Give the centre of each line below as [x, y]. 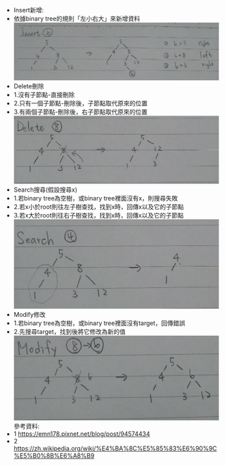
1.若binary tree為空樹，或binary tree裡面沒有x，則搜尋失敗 [96, 198]
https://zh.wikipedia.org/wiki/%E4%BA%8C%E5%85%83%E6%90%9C [115, 449]
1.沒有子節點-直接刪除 [44, 95]
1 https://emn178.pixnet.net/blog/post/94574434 [82, 434]
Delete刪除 [29, 86]
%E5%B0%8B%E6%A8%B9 [54, 456]
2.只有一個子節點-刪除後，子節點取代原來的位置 [81, 103]
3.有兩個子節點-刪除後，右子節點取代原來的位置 [81, 112]
